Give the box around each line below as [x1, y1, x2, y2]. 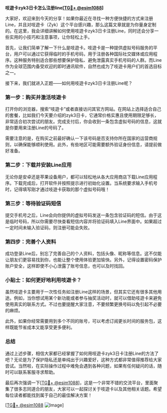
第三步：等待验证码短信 [5, 200, 61, 207]
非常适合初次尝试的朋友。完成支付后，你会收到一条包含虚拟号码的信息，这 [5, 119, 158, 125]
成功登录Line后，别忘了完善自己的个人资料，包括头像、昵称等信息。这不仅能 [5, 251, 162, 257]
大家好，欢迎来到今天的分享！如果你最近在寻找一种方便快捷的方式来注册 [5, 15, 153, 21]
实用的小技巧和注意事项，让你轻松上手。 [9, 34, 92, 40]
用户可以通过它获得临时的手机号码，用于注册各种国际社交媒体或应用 [13, 51, 153, 57]
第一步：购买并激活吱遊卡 [5, 94, 67, 101]
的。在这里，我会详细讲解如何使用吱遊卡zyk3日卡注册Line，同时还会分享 [5, 28, 155, 34]
